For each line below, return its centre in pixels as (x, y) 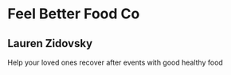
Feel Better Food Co (74, 14)
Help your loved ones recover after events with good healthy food (115, 62)
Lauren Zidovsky (50, 43)
